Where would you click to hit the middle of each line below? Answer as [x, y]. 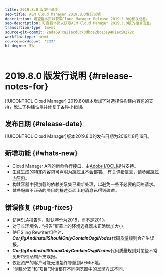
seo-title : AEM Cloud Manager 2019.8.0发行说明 [53, 14]
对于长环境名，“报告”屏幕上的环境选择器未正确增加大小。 [70, 226]
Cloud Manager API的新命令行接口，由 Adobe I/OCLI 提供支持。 [75, 166]
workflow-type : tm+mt [27, 37]
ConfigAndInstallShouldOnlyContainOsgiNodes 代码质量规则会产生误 [83, 238]
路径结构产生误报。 [40, 256]
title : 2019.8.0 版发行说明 [32, 10]
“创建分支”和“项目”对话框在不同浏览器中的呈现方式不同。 [69, 269]
